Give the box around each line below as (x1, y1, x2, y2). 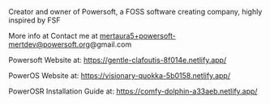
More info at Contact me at (8, 31, 99, 40)
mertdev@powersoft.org (8, 40, 91, 49)
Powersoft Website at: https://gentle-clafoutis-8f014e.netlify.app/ (8, 56, 227, 64)
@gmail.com (89, 40, 132, 49)
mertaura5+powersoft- (99, 31, 176, 40)
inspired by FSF (8, 15, 61, 25)
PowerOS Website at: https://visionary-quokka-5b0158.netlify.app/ (8, 71, 231, 80)
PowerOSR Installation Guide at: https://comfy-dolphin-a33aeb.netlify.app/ (8, 86, 258, 96)
